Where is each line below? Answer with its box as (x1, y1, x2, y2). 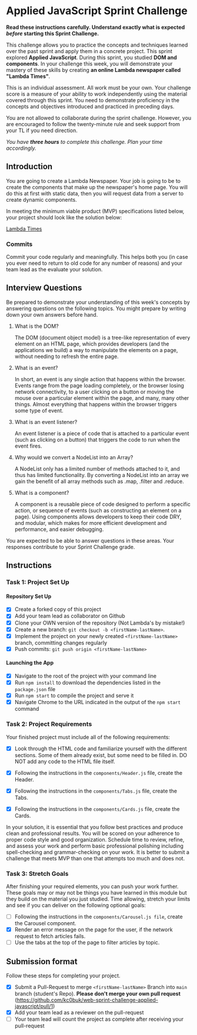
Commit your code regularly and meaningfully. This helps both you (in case (6, 254, 188, 261)
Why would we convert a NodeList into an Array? (14, 454, 133, 461)
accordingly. (6, 144, 36, 152)
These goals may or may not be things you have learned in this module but (6, 889, 187, 896)
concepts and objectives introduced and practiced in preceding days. (6, 103, 175, 110)
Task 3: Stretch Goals (6, 869, 69, 878)
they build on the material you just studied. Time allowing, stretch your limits (6, 895, 191, 903)
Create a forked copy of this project (14, 606, 101, 613)
